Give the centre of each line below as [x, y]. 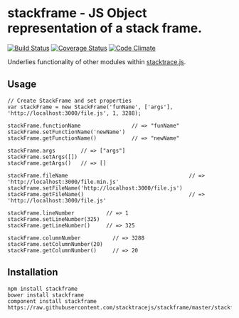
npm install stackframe [43, 289]
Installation [33, 272]
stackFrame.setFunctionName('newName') [67, 132]
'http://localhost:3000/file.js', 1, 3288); [74, 113]
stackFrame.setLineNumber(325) [54, 219]
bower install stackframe [46, 295]
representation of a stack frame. [105, 28]
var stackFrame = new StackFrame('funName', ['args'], [90, 107]
